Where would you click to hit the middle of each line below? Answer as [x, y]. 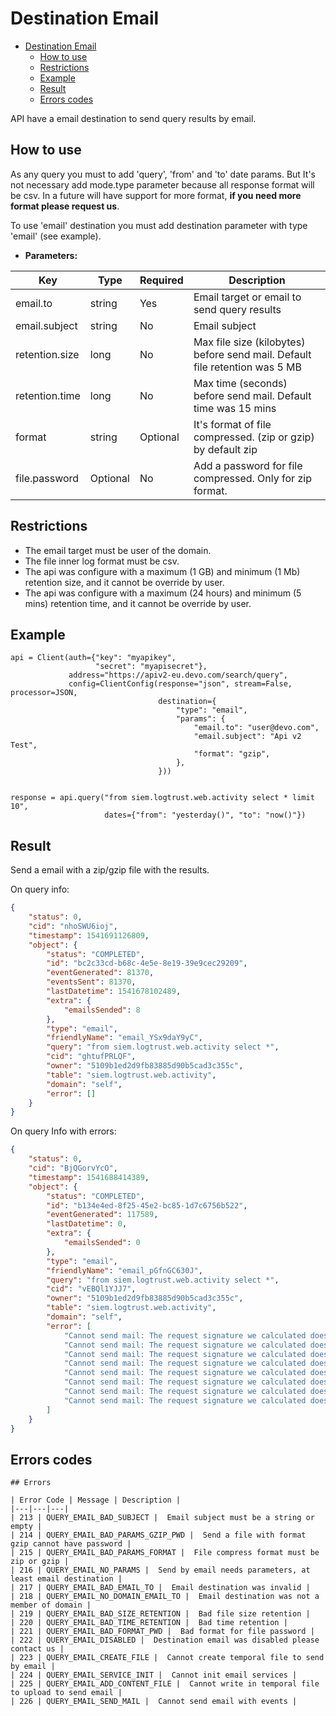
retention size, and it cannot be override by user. [124, 582]
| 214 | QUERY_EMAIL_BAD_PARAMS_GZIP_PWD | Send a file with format [158, 1535]
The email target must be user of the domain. [118, 550]
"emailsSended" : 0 [102, 1243]
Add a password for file [248, 465]
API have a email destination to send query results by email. [133, 118]
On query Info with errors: [63, 1131]
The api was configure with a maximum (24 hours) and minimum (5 [163, 593]
